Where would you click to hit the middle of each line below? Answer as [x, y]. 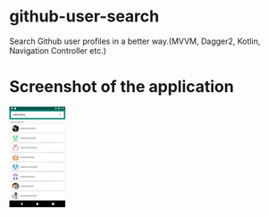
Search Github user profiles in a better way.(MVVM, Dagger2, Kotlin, [135, 41]
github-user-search [84, 17]
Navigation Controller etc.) [58, 50]
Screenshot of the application [122, 87]
